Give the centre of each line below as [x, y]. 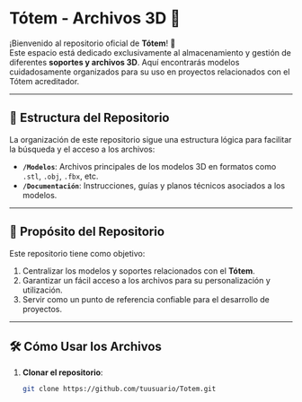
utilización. [42, 290]
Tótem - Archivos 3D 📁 [95, 18]
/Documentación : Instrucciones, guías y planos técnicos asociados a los [154, 185]
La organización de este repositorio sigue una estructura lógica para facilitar [151, 139]
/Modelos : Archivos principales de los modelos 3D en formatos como [149, 166]
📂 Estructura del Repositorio [89, 118]
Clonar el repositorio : [62, 372]
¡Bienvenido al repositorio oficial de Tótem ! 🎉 [93, 43]
